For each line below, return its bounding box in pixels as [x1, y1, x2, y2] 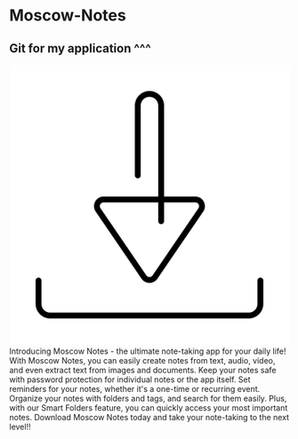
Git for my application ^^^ [9, 41, 151, 56]
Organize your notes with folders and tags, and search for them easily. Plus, [9, 393, 287, 403]
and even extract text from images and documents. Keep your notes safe [9, 365, 277, 375]
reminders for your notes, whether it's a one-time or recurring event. [9, 384, 261, 394]
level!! [9, 421, 31, 432]
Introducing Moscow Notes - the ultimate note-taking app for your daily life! [9, 346, 286, 356]
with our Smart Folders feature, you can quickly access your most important [9, 403, 288, 413]
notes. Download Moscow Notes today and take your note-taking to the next [9, 412, 290, 422]
